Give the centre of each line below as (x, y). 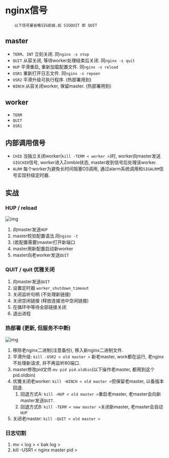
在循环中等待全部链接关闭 (39, 307)
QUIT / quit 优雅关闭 (30, 269)
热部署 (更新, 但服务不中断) (38, 328)
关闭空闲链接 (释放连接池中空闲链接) (51, 301)
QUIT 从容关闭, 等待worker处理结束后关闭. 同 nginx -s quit (74, 60)
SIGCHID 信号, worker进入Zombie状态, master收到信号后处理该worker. (84, 163)
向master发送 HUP (30, 230)
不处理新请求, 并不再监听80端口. (46, 363)
